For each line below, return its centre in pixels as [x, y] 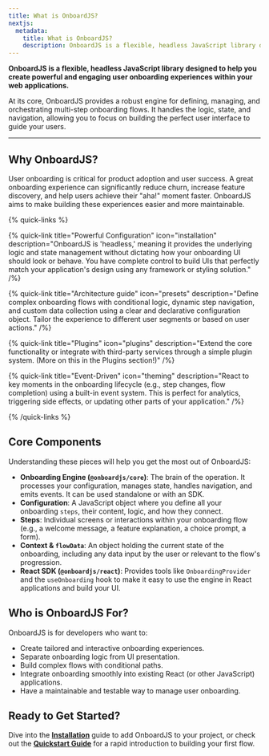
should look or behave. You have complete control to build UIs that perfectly [134, 261]
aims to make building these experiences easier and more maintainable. [126, 204]
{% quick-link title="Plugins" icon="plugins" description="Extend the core [130, 343]
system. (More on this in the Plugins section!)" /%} [92, 360]
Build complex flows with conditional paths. [92, 665]
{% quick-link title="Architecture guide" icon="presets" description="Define [133, 293]
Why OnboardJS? [53, 159]
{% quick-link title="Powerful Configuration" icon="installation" [113, 235]
